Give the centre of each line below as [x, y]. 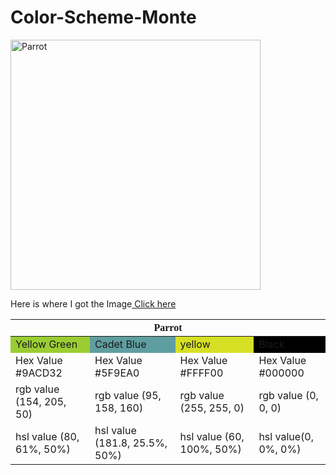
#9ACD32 [39, 373]
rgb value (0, [288, 395]
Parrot [168, 327]
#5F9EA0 [117, 373]
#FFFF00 [201, 373]
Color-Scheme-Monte [103, 17]
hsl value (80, [47, 436]
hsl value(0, [286, 436]
